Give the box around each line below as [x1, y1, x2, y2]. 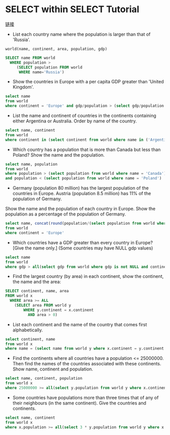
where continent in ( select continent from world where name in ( [5, 137, 148, 142]
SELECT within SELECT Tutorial [5, 4, 140, 15]
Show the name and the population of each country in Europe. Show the [5, 206, 156, 212]
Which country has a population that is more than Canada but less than [12, 146, 161, 152]
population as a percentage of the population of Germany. [5, 211, 126, 217]
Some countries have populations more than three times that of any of [12, 394, 159, 400]
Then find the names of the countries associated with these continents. [12, 361, 161, 367]
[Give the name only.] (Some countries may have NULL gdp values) [12, 245, 153, 251]
